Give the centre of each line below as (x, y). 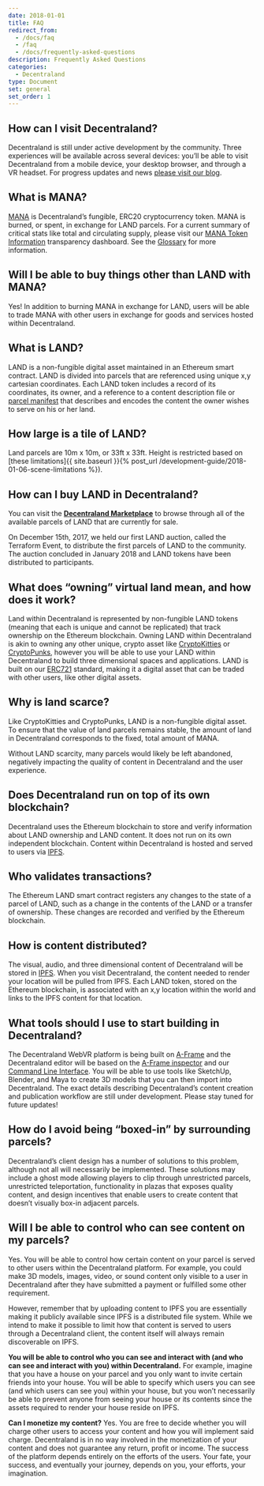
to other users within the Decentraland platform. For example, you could (125, 1267)
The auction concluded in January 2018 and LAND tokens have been (120, 554)
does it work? (42, 600)
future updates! (33, 1105)
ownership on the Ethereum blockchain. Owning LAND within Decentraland (130, 635)
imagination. (28, 1473)
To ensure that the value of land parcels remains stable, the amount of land (130, 730)
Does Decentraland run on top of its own (109, 795)
